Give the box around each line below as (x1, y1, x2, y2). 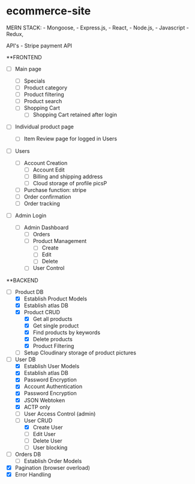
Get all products (32, 315, 73, 322)
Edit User (32, 430, 56, 437)
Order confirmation (23, 193, 71, 200)
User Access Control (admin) (23, 410, 96, 417)
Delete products (32, 335, 73, 342)
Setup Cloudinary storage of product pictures (23, 349, 137, 356)
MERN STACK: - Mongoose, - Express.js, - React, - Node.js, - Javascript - (6, 24, 189, 31)
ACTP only (23, 403, 50, 410)
